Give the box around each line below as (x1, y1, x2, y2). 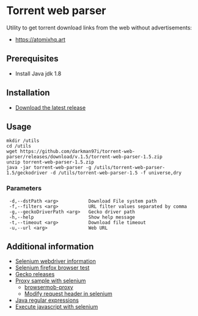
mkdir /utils (6, 138, 40, 144)
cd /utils (6, 143, 32, 149)
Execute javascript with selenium (15, 303, 98, 310)
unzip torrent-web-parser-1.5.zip (6, 159, 95, 165)
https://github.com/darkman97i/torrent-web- (20, 148, 136, 155)
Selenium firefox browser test (15, 264, 90, 271)
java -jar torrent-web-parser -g (6, 165, 92, 171)
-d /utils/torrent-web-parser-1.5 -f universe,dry (50, 170, 182, 176)
